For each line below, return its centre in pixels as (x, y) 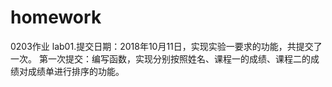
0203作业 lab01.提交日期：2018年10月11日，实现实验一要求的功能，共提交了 (166, 46)
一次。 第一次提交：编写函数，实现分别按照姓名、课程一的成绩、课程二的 (160, 58)
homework (56, 17)
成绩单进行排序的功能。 (76, 71)
